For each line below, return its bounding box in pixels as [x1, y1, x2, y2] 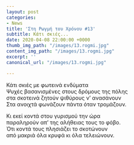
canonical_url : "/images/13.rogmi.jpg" [6, 59, 107, 65]
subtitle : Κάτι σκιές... [6, 31, 69, 37]
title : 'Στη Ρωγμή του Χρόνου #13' [6, 25, 96, 32]
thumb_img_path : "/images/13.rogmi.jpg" [6, 43, 110, 49]
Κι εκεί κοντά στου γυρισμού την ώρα [6, 112, 101, 120]
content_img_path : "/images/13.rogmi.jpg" [6, 48, 115, 54]
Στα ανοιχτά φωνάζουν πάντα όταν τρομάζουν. [6, 100, 127, 108]
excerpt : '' [6, 54, 36, 60]
